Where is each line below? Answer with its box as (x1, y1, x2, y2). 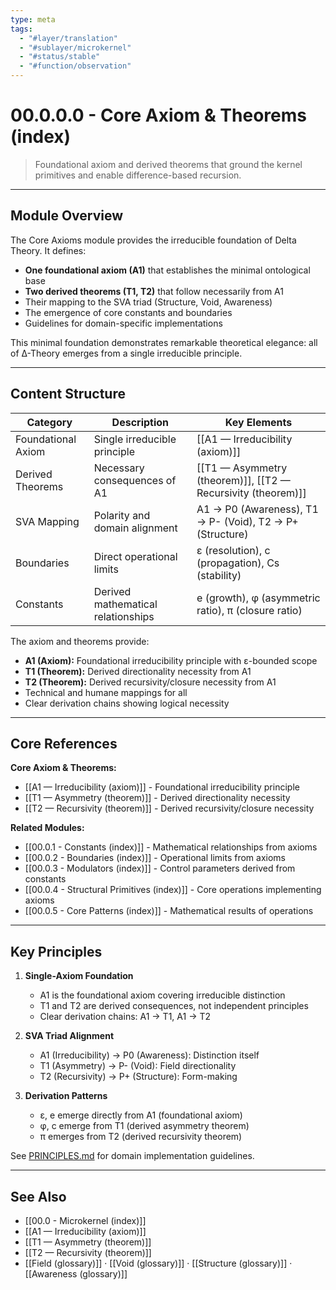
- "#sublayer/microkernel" (19, 42, 132, 53)
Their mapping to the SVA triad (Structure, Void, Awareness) (24, 296, 273, 308)
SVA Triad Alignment (24, 1030, 115, 1042)
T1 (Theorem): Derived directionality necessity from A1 (24, 665, 252, 677)
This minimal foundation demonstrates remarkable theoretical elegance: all (10, 336, 318, 348)
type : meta (10, 14, 56, 25)
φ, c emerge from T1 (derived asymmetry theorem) (39, 1120, 250, 1132)
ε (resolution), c (196, 543, 271, 557)
